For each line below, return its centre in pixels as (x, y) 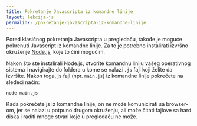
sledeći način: (23, 82)
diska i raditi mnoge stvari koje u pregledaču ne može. (72, 117)
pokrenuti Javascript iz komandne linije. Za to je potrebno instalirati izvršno (97, 46)
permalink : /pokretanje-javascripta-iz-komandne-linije (76, 22)
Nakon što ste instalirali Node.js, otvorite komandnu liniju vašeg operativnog (98, 63)
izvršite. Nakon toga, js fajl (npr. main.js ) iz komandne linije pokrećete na (95, 76)
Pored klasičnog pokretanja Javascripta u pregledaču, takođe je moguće (94, 40)
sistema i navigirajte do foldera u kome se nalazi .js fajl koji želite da (89, 70)
